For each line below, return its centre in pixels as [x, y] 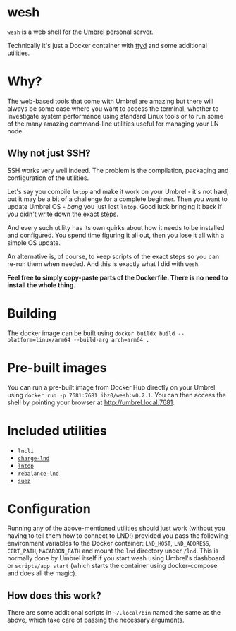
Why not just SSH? [49, 154]
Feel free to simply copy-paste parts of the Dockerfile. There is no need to [118, 277]
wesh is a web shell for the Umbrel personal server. [80, 32]
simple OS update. [34, 242]
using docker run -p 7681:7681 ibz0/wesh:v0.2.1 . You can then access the [117, 395]
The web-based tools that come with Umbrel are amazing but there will [110, 101]
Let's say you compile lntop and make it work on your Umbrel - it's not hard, [118, 191]
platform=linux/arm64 [39, 339]
